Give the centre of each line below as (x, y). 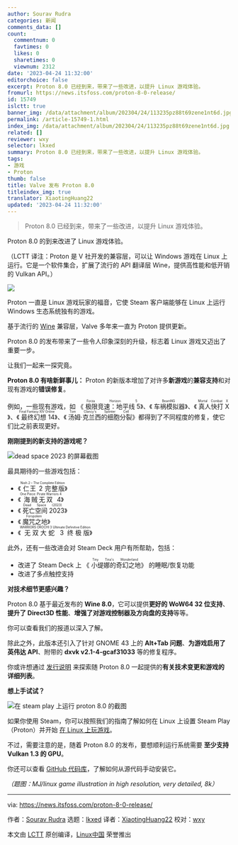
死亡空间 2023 (44, 510)
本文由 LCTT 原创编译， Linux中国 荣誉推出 (69, 834)
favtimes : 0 (32, 47)
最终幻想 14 (38, 417)
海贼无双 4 (43, 499)
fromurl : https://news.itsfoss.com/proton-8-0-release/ (91, 93)
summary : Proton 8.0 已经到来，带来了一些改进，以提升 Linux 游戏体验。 (106, 152)
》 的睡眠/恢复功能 (168, 565)
